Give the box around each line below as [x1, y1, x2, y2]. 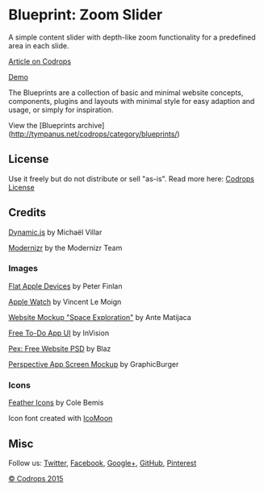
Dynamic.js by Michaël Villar [8, 227, 103, 237]
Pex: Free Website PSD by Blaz [8, 343, 111, 353]
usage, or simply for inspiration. [8, 105, 114, 114]
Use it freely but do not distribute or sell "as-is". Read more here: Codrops [8, 173, 254, 183]
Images [8, 263, 39, 274]
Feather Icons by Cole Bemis [8, 397, 104, 408]
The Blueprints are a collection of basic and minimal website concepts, [8, 87, 244, 98]
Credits [8, 206, 47, 219]
